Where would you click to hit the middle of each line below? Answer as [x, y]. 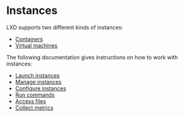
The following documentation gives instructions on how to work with [92, 57]
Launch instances [37, 75]
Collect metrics [34, 107]
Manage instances [38, 82]
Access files [30, 101]
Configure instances [41, 88]
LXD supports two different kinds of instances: [65, 27]
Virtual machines [36, 45]
